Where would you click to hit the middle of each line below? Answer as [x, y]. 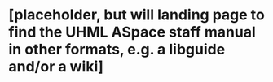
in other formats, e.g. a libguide [117, 50]
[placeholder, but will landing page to [136, 15]
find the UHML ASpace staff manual [132, 32]
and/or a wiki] [56, 67]
